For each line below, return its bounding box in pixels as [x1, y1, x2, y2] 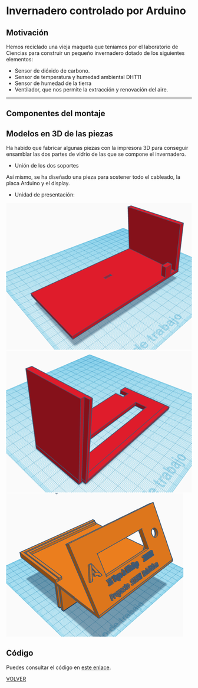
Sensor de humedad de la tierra [14, 80, 92, 87]
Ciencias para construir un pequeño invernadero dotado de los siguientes [6, 50, 185, 57]
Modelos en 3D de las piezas [6, 129, 114, 139]
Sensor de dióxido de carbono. [14, 67, 90, 74]
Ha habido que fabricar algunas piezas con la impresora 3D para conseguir [6, 145, 189, 152]
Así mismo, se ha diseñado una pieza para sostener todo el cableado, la [6, 173, 181, 181]
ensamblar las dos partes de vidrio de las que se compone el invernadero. [6, 150, 186, 158]
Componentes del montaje [6, 109, 105, 119]
